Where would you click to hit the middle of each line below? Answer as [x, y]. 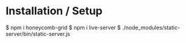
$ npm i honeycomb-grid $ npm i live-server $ [63, 27]
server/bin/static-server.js [38, 33]
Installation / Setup [54, 11]
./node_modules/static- [151, 27]
